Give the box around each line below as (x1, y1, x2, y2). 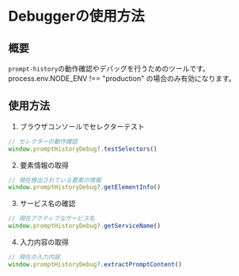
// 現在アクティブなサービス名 (8, 215, 95, 223)
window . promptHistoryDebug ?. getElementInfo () (8, 183, 161, 191)
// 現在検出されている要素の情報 (8, 176, 101, 184)
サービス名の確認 (19, 199, 76, 209)
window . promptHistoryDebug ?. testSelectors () (8, 144, 157, 153)
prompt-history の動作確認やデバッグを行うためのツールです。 (8, 64, 210, 73)
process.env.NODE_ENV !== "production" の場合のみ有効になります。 (8, 74, 236, 83)
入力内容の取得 (19, 237, 69, 247)
